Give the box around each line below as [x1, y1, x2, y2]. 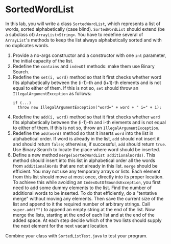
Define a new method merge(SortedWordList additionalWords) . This [12, 152, 156, 158]
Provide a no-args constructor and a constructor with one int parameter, [12, 52, 166, 58]
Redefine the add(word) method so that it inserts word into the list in [12, 130, 154, 136]
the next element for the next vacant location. [12, 222, 109, 229]
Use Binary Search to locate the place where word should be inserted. [12, 146, 161, 152]
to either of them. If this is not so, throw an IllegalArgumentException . [12, 125, 160, 131]
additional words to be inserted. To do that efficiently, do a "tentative [12, 190, 157, 196]
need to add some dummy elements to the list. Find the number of [12, 185, 152, 191]
